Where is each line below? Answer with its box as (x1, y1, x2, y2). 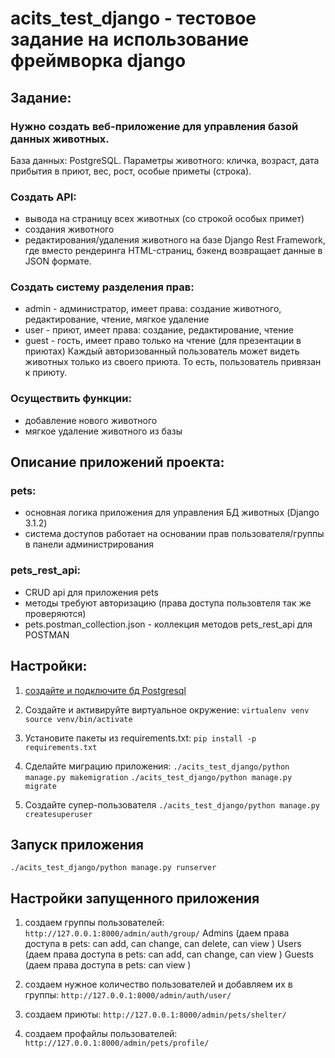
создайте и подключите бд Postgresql (24, 684, 187, 696)
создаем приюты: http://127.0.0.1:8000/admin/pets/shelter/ (24, 1008, 287, 1021)
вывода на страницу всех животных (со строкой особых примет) (24, 213, 305, 225)
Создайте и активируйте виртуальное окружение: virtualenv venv (24, 703, 310, 716)
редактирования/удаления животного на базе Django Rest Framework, (24, 234, 326, 246)
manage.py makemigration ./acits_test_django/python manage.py (24, 772, 293, 782)
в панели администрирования (24, 538, 155, 551)
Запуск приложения (10, 836, 144, 853)
